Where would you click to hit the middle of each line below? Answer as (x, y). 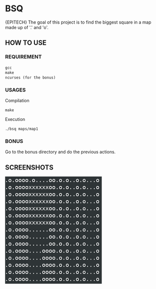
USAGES (15, 90)
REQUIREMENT (24, 57)
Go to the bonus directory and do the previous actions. (60, 152)
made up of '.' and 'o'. (27, 27)
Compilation (17, 100)
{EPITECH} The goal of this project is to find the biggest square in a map (78, 22)
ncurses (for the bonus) (30, 77)
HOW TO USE (26, 43)
